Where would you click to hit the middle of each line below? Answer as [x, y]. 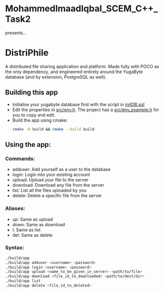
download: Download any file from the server [58, 185]
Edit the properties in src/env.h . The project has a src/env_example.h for [86, 110]
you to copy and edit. [34, 115]
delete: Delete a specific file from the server [57, 196]
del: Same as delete [32, 235]
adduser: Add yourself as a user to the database [61, 169]
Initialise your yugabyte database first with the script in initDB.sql [78, 104]
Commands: [20, 159]
